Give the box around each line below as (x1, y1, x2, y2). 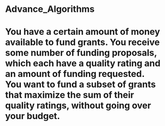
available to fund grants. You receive (5, 37, 160, 48)
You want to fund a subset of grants (5, 79, 156, 90)
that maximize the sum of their (5, 89, 135, 101)
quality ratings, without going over (5, 100, 151, 111)
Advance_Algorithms (5, 3, 95, 15)
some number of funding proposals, (5, 47, 157, 59)
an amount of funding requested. (5, 68, 145, 80)
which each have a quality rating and (5, 58, 161, 69)
